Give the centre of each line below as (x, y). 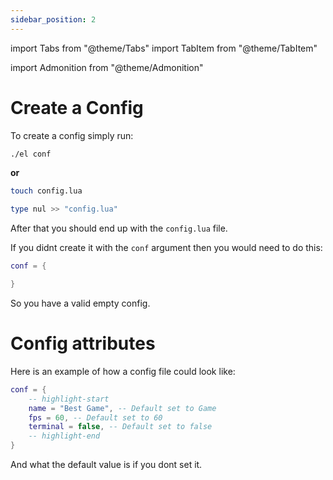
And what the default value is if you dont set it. (106, 464)
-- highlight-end (64, 436)
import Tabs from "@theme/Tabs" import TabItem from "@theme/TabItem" (164, 48)
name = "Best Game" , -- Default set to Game (122, 408)
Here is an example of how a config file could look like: (123, 371)
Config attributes (83, 343)
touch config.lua (46, 191)
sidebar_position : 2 (53, 19)
